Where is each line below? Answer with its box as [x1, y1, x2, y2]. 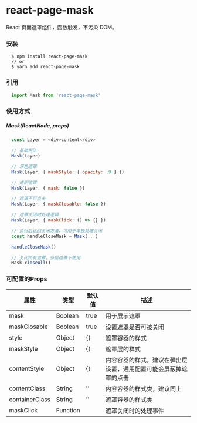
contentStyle [9, 364, 45, 372]
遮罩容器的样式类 [105, 395, 153, 404]
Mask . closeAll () [11, 260, 51, 266]
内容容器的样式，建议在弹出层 [105, 356, 188, 364]
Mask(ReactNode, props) [6, 122, 69, 129]
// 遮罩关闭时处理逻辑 [11, 212, 59, 218]
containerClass [9, 395, 51, 403]
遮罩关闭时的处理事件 [105, 407, 165, 415]
